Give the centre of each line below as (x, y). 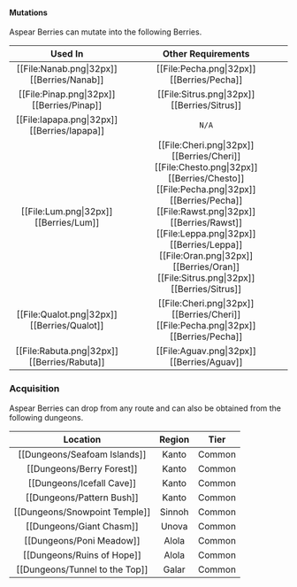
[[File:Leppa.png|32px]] (206, 234)
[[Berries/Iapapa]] (67, 131)
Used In (67, 54)
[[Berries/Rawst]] (206, 223)
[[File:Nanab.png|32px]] (67, 69)
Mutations (29, 12)
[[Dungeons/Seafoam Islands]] (82, 454)
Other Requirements (206, 54)
